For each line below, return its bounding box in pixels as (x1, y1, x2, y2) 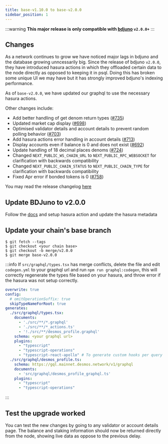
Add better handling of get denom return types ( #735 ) (12, 115, 124, 121)
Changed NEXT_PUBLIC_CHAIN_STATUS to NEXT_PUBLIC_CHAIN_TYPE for (12, 163, 150, 169)
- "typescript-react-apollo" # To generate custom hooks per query (18, 352, 163, 358)
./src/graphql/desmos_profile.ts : (10, 358, 82, 363)
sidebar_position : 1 (5, 12, 49, 17)
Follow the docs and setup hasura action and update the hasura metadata (5, 212, 157, 218)
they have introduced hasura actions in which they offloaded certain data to (5, 64, 162, 70)
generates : (5, 306, 28, 311)
